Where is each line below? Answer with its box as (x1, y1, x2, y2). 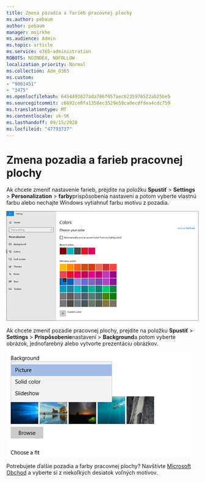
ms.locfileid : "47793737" (6, 126, 72, 132)
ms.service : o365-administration (6, 49, 92, 55)
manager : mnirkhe (6, 29, 51, 35)
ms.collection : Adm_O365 (6, 68, 70, 74)
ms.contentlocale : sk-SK (6, 113, 70, 119)
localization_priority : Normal (6, 61, 86, 67)
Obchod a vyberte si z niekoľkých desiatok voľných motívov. (6, 469, 159, 476)
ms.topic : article (6, 42, 53, 48)
